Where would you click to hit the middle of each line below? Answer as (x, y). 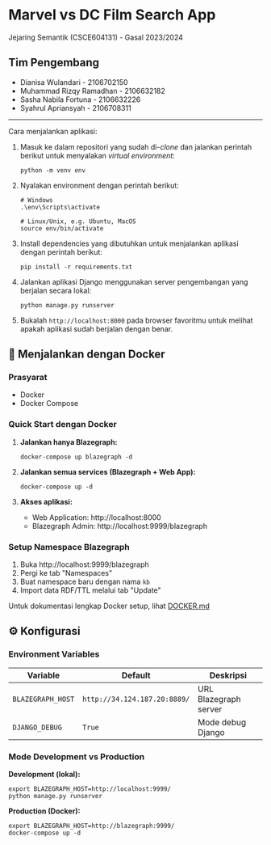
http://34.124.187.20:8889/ (136, 699)
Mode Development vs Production (77, 756)
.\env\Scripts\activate (60, 207)
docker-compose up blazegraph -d (76, 457)
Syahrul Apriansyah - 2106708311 (75, 108)
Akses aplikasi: (46, 501)
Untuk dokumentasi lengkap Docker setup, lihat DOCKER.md (109, 606)
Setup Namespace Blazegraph (69, 547)
